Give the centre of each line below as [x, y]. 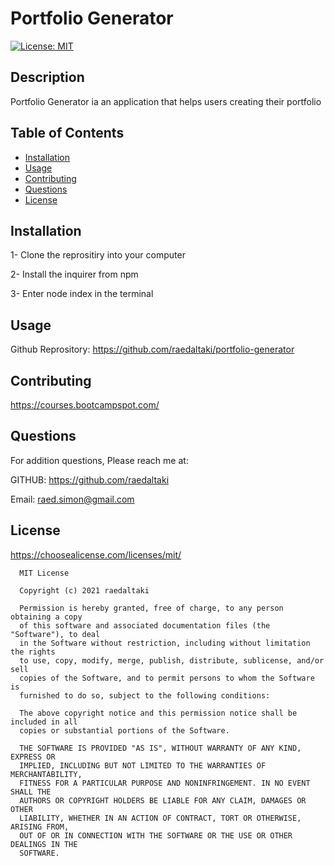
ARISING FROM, [40, 827]
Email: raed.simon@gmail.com [72, 499]
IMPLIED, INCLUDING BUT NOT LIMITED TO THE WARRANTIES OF [143, 765]
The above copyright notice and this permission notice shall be [158, 713]
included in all [44, 722]
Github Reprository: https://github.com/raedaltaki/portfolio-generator [152, 349]
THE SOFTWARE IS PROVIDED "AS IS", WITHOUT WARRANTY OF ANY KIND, [160, 748]
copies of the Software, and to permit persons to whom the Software [167, 678]
